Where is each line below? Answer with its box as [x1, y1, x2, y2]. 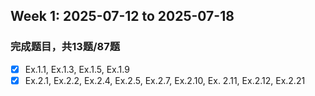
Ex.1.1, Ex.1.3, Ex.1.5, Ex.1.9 [24, 63, 130, 75]
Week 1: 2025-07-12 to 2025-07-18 [10, 8, 235, 25]
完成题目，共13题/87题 [10, 40, 121, 54]
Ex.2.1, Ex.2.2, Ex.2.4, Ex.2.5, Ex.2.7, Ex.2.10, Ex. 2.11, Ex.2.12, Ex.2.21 [24, 74, 306, 86]
